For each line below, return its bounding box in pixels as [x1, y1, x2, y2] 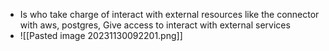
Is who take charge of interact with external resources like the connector [19, 9, 320, 20]
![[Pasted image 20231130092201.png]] [19, 30, 183, 41]
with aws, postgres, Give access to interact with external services [19, 19, 291, 31]
